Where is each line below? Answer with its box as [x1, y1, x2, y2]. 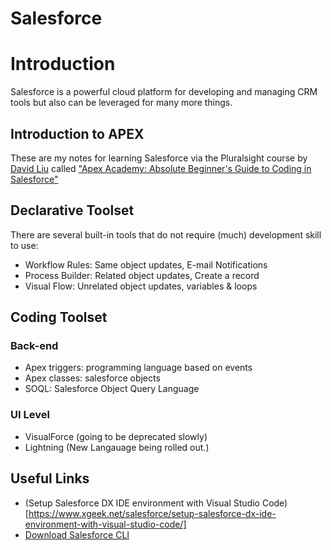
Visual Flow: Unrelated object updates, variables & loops [24, 280, 258, 292]
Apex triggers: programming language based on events [24, 362, 253, 374]
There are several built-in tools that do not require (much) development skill [10, 228, 322, 241]
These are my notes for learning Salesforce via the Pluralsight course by [10, 152, 308, 164]
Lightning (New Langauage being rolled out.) [24, 441, 210, 453]
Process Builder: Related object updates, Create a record [24, 269, 260, 281]
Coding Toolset [10, 309, 108, 326]
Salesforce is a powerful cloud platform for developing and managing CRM [10, 86, 318, 98]
